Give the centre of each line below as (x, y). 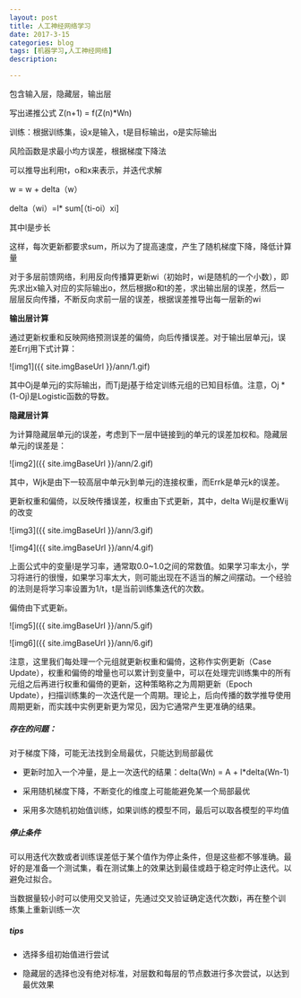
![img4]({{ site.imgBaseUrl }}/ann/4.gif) (82, 547)
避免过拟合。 (33, 879)
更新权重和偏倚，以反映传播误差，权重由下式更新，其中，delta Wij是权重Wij (149, 501)
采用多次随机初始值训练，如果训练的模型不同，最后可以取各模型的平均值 (155, 810)
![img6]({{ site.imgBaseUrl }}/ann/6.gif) (82, 643)
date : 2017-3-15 (39, 34)
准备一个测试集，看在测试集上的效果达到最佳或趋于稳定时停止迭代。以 (162, 868)
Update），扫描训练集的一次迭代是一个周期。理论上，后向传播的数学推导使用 (150, 695)
